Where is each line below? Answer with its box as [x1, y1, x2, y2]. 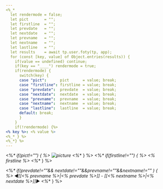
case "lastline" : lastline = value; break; [19, 106, 117, 111]
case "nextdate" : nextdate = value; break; [19, 92, 117, 97]
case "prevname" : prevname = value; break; [19, 96, 117, 101]
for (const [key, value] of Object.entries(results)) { [10, 54, 130, 59]
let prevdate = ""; [10, 26, 56, 31]
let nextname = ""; [10, 40, 56, 45]
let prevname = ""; [10, 36, 56, 41]
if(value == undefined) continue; [15, 59, 87, 64]
